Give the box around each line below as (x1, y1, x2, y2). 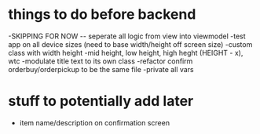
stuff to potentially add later (8, 92, 194, 110)
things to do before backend (8, 5, 196, 24)
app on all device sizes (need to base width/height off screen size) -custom (8, 39, 253, 49)
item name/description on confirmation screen (19, 118, 170, 127)
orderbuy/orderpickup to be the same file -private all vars (8, 64, 194, 74)
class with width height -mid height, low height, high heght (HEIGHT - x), (8, 48, 244, 57)
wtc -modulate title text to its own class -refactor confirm (8, 56, 193, 66)
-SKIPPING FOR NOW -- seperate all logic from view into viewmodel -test (8, 31, 246, 41)
